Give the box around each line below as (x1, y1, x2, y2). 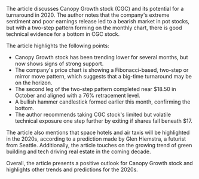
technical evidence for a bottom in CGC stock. (6, 31, 120, 38)
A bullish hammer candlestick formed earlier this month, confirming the (14, 98, 191, 105)
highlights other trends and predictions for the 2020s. (6, 166, 139, 173)
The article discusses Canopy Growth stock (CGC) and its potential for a (6, 5, 184, 12)
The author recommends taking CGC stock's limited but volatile (14, 111, 172, 118)
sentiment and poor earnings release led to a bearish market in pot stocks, (6, 18, 189, 25)
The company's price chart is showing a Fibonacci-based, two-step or (14, 66, 189, 74)
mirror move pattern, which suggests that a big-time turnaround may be (14, 73, 192, 80)
